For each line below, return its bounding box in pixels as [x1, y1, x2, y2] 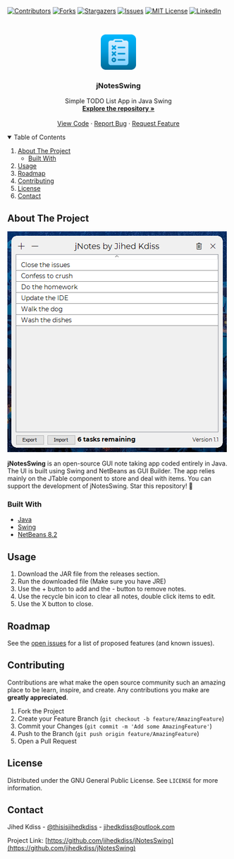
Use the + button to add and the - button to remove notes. [17, 585, 187, 593]
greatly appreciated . [7, 693, 68, 701]
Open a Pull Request [17, 737, 78, 745]
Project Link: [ [7, 836, 48, 845]
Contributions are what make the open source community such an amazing [7, 678, 226, 687]
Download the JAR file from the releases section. [17, 569, 160, 579]
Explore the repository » [82, 105, 155, 113]
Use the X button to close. [17, 600, 94, 608]
